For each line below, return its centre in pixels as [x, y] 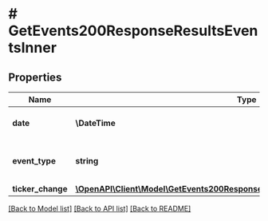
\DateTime [95, 123]
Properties [35, 77]
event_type [34, 161]
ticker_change [40, 189]
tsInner [33, 48]
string [87, 161]
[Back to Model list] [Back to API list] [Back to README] [100, 209]
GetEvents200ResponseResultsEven [133, 31]
